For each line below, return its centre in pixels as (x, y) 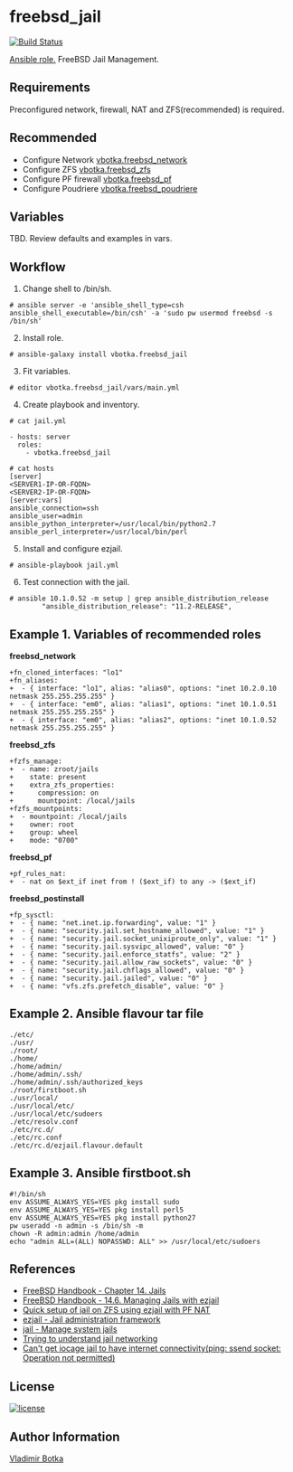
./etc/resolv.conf (44, 1122)
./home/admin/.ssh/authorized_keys (76, 1082)
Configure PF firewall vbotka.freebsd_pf (97, 179)
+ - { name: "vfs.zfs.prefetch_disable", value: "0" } (117, 986)
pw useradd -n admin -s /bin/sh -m (76, 1226)
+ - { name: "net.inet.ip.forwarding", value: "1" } (113, 923)
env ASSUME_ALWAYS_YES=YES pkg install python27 (103, 1218)
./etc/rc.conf (36, 1137)
